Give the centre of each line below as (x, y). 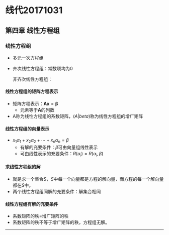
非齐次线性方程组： (32, 79)
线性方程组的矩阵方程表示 (32, 91)
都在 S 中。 (23, 185)
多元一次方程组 (28, 58)
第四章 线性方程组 (32, 30)
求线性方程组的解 (23, 167)
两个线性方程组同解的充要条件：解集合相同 (57, 192)
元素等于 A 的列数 (37, 110)
